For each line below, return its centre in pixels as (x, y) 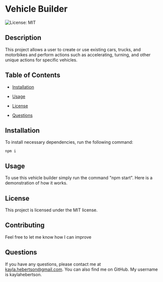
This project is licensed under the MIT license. (51, 210)
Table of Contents (33, 75)
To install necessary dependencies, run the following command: (69, 142)
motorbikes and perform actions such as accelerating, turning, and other (78, 55)
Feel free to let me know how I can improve (48, 237)
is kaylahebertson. (24, 274)
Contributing (25, 225)
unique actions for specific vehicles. (41, 60)
